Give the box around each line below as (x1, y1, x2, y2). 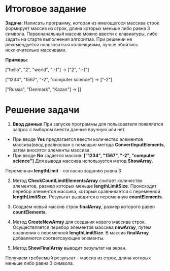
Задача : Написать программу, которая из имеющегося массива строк (5, 20, 160, 26)
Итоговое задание (5, 3, 87, 15)
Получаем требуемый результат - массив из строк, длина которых (5, 255, 151, 261)
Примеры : (5, 56, 28, 63)
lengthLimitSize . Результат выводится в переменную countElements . (12, 194, 163, 200)
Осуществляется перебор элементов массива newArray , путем (12, 224, 152, 230)
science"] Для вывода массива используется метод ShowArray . (12, 158, 153, 164)
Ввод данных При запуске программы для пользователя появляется (12, 121, 163, 127)
